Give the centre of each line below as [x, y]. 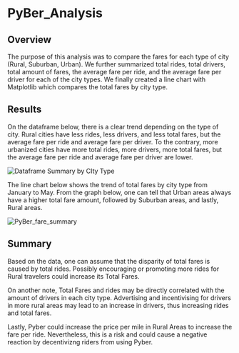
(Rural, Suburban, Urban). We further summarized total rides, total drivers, [117, 64]
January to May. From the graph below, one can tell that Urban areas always [119, 192]
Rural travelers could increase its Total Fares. [73, 276]
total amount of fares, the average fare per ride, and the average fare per [115, 72]
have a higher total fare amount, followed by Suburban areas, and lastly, [113, 200]
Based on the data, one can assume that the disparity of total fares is [109, 261]
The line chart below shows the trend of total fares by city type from [108, 184]
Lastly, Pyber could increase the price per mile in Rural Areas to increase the [120, 327]
